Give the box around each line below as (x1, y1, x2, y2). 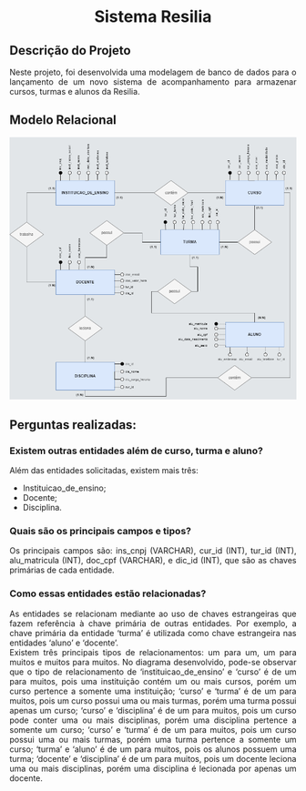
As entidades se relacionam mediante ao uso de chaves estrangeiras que (9, 608, 297, 619)
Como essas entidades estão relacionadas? (9, 587, 207, 600)
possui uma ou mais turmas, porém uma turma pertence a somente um (9, 734, 297, 745)
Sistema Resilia (94, 6, 212, 27)
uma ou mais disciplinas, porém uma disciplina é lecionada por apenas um (9, 763, 297, 774)
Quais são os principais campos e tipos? (9, 525, 191, 538)
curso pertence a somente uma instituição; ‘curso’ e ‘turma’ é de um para (9, 685, 297, 696)
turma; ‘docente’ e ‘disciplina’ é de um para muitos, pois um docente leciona (9, 753, 297, 764)
